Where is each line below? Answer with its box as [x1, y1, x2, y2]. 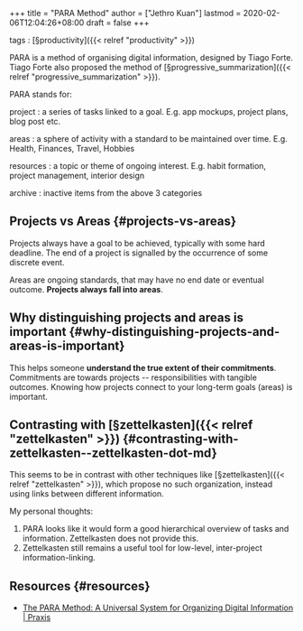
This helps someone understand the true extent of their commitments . [9, 362, 277, 373]
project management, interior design [9, 171, 145, 181]
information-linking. [22, 552, 96, 563]
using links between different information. [9, 488, 164, 499]
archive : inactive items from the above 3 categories [9, 188, 203, 198]
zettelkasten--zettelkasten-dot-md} [9, 446, 218, 461]
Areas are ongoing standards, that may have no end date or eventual [9, 274, 264, 285]
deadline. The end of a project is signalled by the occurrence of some [9, 247, 269, 258]
